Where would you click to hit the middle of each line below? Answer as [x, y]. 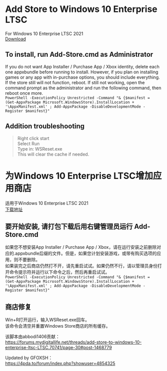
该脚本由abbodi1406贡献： [33, 337]
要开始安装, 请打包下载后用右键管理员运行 [69, 226]
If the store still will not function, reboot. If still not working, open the [75, 82]
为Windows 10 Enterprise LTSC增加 [79, 176]
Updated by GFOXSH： [29, 358]
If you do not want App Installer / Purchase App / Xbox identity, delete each [83, 66]
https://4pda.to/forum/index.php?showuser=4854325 [60, 364]
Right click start [33, 138]
